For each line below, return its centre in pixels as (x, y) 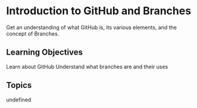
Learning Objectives (45, 53)
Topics (19, 85)
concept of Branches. (33, 33)
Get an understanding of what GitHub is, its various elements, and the (92, 27)
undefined (19, 100)
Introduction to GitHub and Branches (99, 11)
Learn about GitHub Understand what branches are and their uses (87, 66)
